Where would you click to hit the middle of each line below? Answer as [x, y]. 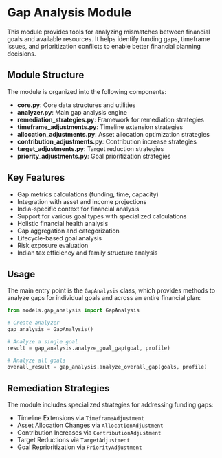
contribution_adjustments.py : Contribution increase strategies [107, 141]
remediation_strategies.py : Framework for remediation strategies [111, 119]
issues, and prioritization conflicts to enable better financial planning [104, 46]
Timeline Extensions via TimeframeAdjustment [80, 418]
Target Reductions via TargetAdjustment [74, 440]
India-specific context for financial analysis [78, 209]
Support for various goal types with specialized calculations [102, 216]
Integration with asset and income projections [82, 201]
